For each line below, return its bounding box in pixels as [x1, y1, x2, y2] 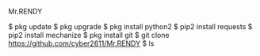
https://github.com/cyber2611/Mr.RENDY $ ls [8, 39, 155, 48]
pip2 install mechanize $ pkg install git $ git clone [8, 31, 170, 39]
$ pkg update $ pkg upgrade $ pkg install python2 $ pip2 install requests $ [8, 22, 253, 31]
